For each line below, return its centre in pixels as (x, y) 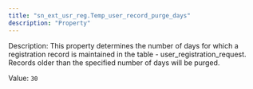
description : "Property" (49, 23)
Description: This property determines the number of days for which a (124, 45)
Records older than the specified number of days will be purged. (114, 62)
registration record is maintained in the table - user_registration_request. (127, 54)
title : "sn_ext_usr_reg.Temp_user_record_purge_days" (100, 15)
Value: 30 (23, 78)
